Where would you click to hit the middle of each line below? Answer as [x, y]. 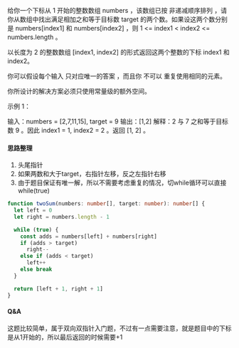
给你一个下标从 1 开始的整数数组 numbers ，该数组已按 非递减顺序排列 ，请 [117, 10]
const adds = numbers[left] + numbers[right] [89, 236]
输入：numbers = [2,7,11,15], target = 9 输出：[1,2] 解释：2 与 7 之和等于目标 [118, 121]
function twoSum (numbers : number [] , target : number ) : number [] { [106, 204]
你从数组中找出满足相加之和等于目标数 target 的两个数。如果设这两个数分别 [117, 19]
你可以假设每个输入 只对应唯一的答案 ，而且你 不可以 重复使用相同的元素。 [117, 76]
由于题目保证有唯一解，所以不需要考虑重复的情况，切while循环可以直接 [122, 183]
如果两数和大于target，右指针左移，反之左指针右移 [92, 174]
